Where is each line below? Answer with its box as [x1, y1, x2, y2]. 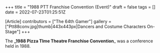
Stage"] [5, 29, 21, 34]
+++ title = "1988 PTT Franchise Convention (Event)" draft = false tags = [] [5, 4, 156, 10]
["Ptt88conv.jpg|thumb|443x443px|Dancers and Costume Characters [5, 24, 146, 29]
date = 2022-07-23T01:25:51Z [5, 9, 66, 15]
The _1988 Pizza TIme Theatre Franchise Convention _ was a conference [5, 38, 153, 44]
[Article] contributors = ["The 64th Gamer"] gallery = [5, 19, 112, 24]
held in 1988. [5, 43, 31, 49]
